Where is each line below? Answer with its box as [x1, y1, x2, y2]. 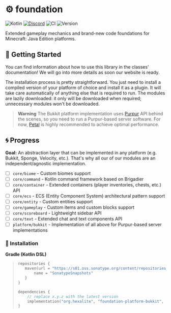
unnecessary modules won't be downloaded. [5, 101, 100, 107]
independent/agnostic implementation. [5, 160, 87, 166]
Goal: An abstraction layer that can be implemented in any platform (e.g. [5, 149, 157, 155]
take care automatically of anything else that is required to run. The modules [5, 90, 165, 96]
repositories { [17, 261, 50, 266]
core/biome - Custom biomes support [12, 170, 91, 176]
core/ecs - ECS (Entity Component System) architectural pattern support [12, 193, 165, 199]
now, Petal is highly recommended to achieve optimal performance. [17, 121, 159, 128]
